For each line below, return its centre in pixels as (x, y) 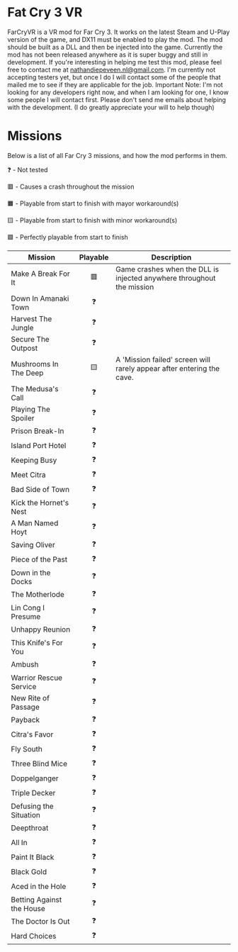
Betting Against (36, 900)
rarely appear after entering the (168, 368)
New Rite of (30, 698)
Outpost (24, 348)
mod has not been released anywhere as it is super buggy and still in (108, 55)
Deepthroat (30, 828)
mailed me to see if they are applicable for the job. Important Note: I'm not (115, 84)
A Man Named (35, 523)
